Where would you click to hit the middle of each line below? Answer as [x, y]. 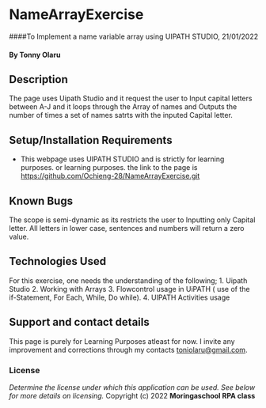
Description [38, 79]
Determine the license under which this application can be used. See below [132, 387]
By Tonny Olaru [35, 55]
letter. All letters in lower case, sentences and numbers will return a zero [127, 228]
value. [19, 236]
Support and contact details [79, 322]
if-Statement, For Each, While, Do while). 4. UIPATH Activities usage [120, 297]
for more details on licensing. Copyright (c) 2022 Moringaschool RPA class [132, 395]
